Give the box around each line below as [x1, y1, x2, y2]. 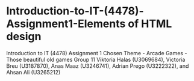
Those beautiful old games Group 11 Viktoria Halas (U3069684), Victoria [6, 56, 186, 63]
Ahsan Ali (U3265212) [6, 68, 61, 76]
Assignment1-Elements [6, 17, 126, 31]
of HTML [128, 17, 172, 31]
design [6, 30, 42, 43]
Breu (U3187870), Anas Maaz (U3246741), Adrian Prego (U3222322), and [6, 62, 189, 70]
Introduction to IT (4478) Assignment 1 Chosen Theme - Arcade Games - [6, 49, 187, 56]
